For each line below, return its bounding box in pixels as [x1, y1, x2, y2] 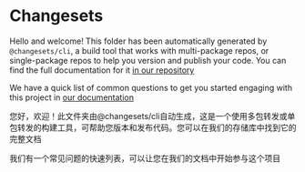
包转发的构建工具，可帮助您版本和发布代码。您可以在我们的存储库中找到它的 [9, 122, 297, 133]
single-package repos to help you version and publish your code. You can [9, 55, 287, 66]
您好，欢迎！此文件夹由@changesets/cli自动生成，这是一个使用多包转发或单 [9, 110, 296, 121]
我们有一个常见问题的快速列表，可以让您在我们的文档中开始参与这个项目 [9, 152, 280, 164]
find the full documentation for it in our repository [9, 65, 195, 76]
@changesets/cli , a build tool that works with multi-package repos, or [9, 45, 269, 56]
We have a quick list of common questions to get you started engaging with [9, 82, 293, 93]
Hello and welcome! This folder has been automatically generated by [9, 35, 268, 46]
